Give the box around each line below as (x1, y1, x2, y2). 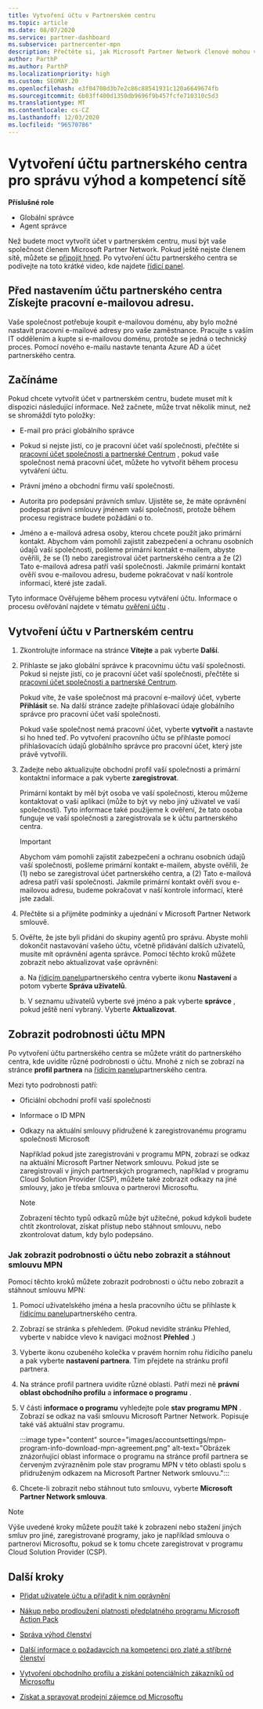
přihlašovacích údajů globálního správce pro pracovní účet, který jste (19, 741, 243, 750)
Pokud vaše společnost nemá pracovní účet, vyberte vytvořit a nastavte (19, 725, 254, 734)
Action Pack (19, 1615, 59, 1624)
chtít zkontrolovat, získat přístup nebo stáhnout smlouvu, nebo (19, 1221, 222, 1231)
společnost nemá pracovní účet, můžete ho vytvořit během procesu (19, 458, 239, 467)
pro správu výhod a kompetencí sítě (8, 171, 247, 189)
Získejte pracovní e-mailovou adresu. (8, 296, 194, 310)
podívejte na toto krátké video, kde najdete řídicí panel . (8, 261, 186, 271)
